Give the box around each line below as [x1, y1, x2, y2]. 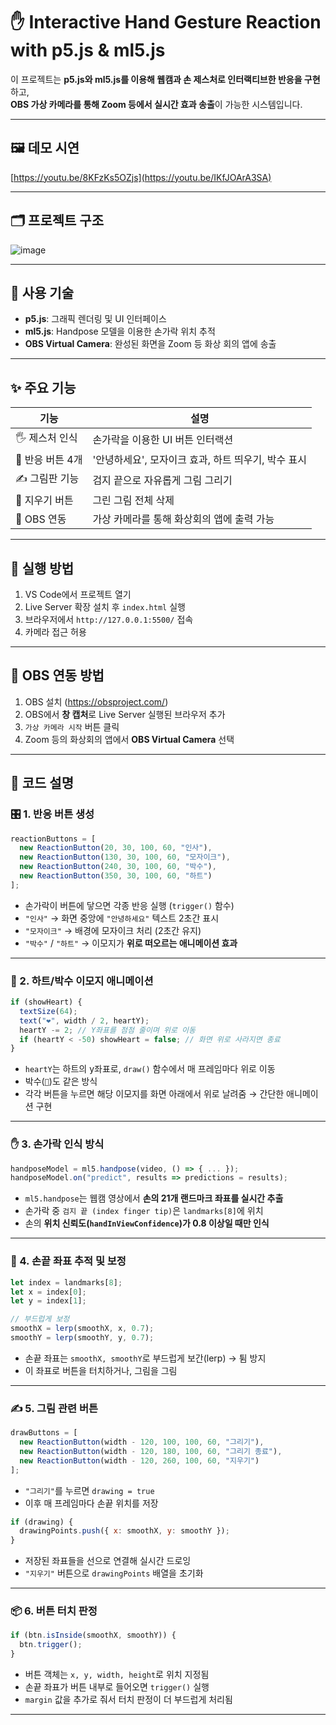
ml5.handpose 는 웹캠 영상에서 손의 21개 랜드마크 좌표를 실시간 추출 [24, 1192, 284, 1204]
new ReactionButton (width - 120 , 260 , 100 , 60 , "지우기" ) [19, 1455, 260, 1466]
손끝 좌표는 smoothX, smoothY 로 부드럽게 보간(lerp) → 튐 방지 [24, 1352, 267, 1364]
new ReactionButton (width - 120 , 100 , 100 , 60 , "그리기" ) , [19, 1437, 265, 1448]
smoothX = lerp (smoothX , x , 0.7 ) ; [10, 1324, 155, 1334]
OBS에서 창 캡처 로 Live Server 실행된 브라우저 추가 [24, 708, 226, 720]
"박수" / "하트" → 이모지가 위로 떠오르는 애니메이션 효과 [24, 937, 238, 949]
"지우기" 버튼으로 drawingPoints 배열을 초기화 [24, 1567, 204, 1579]
